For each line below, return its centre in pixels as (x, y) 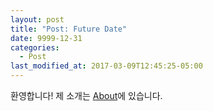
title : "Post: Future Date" (69, 29)
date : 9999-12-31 (46, 38)
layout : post (37, 19)
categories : (35, 47)
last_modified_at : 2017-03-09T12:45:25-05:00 (106, 66)
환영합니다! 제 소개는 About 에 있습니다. (86, 95)
